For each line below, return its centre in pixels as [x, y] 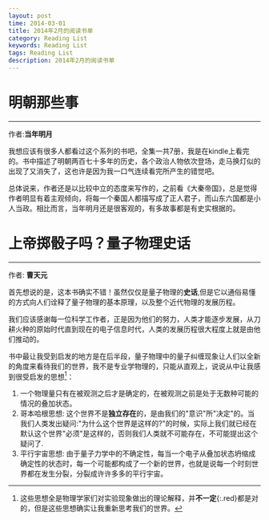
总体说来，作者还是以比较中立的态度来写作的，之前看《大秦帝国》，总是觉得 [133, 188]
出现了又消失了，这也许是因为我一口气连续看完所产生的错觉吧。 [113, 171]
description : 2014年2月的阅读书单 [62, 61]
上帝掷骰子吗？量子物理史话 [100, 244]
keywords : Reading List [48, 46]
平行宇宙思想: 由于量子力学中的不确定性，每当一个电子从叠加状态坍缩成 [138, 453]
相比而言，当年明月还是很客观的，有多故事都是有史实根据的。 [138, 208]
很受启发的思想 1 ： [44, 376]
